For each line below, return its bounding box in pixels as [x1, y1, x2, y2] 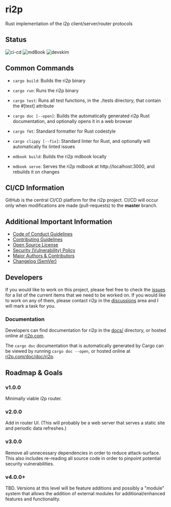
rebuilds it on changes [12, 168, 60, 175]
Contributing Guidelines [12, 237, 63, 243]
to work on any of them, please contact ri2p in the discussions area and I [5, 298, 159, 303]
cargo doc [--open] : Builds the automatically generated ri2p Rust [12, 113, 150, 119]
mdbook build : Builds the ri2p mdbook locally [12, 153, 107, 159]
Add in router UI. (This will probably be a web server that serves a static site [5, 420, 165, 426]
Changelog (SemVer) [12, 258, 57, 264]
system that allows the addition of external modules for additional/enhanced [5, 490, 165, 496]
